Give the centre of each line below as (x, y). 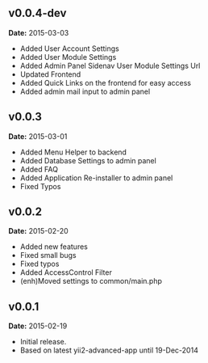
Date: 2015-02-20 (38, 231)
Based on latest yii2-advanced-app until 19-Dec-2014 (109, 350)
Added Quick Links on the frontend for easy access (106, 82)
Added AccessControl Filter (66, 272)
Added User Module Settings (68, 57)
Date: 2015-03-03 (39, 32)
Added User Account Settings (69, 49)
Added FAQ (39, 169)
